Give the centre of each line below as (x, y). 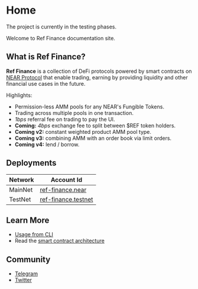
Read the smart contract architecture (59, 241)
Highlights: (19, 95)
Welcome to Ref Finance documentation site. (61, 38)
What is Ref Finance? (46, 57)
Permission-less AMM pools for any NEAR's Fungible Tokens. (89, 107)
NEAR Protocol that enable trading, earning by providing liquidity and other (97, 77)
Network (22, 179)
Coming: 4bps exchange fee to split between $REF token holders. (95, 126)
